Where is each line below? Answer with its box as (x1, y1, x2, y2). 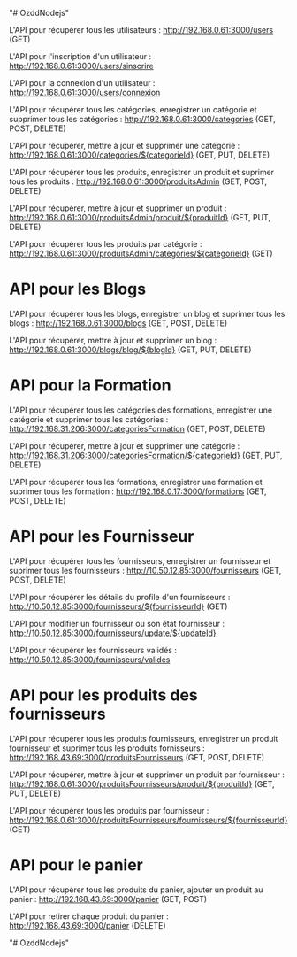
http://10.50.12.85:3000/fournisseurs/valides (9, 654, 171, 665)
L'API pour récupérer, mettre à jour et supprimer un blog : (9, 335, 217, 345)
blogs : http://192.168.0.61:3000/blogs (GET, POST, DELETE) (9, 318, 228, 328)
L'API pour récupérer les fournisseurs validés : (9, 644, 177, 655)
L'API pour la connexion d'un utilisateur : (9, 78, 156, 88)
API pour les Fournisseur (9, 527, 194, 547)
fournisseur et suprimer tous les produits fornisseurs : (9, 743, 205, 753)
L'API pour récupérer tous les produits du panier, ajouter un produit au (9, 884, 263, 895)
